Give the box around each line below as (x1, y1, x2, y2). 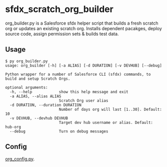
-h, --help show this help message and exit (9, 89, 128, 94)
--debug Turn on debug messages (9, 129, 108, 134)
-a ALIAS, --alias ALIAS (9, 94, 61, 99)
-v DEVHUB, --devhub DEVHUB (9, 115, 68, 121)
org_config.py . (5, 155, 35, 161)
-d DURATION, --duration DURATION (9, 102, 81, 107)
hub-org (5, 124, 21, 129)
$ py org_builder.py (5, 59, 48, 64)
